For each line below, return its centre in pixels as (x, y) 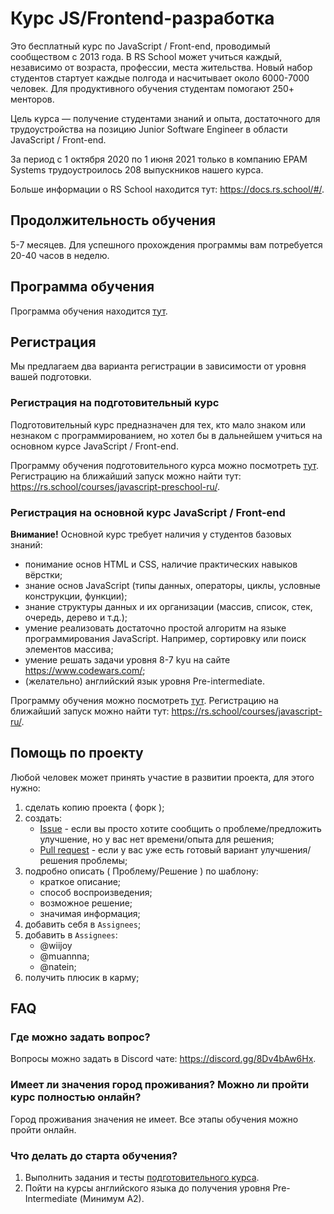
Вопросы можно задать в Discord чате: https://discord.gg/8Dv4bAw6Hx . (163, 1059)
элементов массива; (69, 649)
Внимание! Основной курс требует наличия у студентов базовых (151, 534)
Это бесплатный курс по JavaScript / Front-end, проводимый (140, 46)
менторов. (32, 99)
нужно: (25, 788)
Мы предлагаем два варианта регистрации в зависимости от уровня (158, 366)
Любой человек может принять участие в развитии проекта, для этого (162, 777)
